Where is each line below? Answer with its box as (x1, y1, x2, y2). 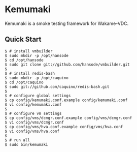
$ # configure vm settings (5, 111, 62, 116)
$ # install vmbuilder (5, 48, 53, 54)
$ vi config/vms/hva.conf (5, 129, 59, 134)
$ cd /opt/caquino (5, 80, 44, 85)
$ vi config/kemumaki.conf (5, 102, 62, 107)
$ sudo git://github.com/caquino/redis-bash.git (5, 84, 110, 89)
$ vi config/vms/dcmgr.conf (5, 119, 64, 125)
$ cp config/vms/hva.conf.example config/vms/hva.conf (5, 124, 123, 129)
